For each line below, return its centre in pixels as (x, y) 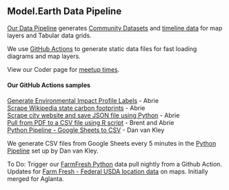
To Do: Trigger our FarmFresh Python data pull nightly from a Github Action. (115, 164)
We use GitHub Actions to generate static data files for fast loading (102, 48)
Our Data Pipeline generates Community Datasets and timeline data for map (115, 28)
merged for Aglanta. (36, 179)
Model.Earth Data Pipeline (64, 11)
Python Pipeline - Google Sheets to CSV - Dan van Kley (86, 130)
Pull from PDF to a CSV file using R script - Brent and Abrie (91, 123)
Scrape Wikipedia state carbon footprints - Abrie (76, 108)
